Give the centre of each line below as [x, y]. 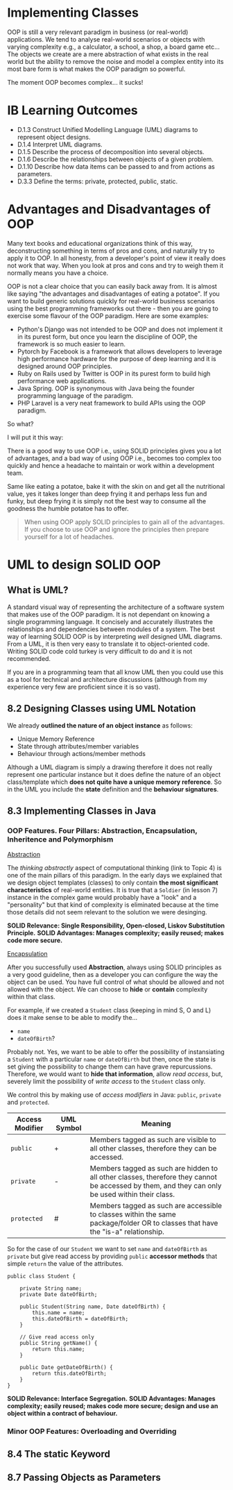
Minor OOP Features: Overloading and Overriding [92, 1432]
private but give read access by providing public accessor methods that [112, 1256]
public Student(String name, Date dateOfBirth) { [93, 1307]
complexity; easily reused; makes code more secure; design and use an [113, 1406]
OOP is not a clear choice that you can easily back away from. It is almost [112, 286]
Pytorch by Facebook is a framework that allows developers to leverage [120, 351]
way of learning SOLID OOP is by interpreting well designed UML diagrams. [115, 636]
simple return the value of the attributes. [65, 1264]
